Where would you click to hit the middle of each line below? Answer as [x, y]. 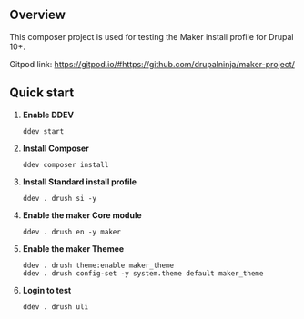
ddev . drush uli [56, 307]
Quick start [42, 93]
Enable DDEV [48, 115]
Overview [38, 15]
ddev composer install [66, 164]
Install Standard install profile [80, 182]
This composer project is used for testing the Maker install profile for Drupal [152, 36]
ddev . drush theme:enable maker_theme [98, 265]
